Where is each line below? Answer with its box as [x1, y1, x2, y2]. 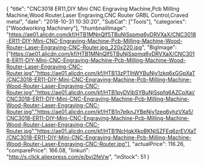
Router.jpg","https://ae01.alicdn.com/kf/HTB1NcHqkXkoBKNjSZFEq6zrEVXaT [6, 127, 197, 134]
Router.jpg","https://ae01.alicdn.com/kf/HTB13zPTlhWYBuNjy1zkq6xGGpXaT [6, 70, 196, 76]
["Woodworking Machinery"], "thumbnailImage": [6, 24, 127, 32]
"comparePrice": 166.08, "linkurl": [6, 147, 91, 154]
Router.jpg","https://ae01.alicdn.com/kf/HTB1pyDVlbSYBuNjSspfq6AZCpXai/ [6, 89, 195, 96]
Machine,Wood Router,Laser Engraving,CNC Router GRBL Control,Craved [6, 12, 188, 19]
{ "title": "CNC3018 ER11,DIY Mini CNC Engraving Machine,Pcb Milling [6, 5, 180, 12]
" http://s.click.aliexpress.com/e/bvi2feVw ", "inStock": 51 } [6, 153, 150, 160]
